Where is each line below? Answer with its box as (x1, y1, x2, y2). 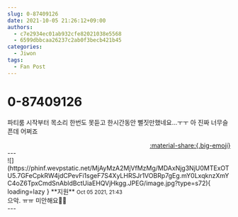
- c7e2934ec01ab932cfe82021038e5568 (13, 30, 122, 38)
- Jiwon (13, 50, 37, 57)
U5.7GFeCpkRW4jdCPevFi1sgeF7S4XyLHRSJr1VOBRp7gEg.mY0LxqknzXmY (7, 171, 229, 179)
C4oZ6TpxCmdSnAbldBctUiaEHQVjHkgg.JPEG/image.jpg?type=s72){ (7, 179, 211, 187)
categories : (7, 43, 42, 50)
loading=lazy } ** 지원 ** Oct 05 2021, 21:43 (7, 187, 123, 196)
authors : (7, 23, 33, 30)
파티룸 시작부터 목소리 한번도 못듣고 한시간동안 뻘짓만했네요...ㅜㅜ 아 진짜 (7, 118, 210, 126)
